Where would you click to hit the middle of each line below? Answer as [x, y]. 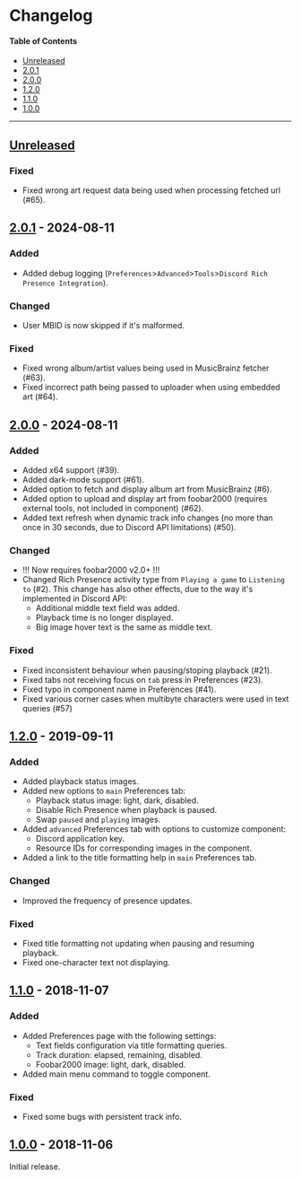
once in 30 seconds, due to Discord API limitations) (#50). [129, 528]
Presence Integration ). [65, 283]
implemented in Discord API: [75, 598]
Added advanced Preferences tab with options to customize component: [154, 829]
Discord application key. [80, 839]
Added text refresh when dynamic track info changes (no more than [147, 518]
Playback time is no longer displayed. [104, 618]
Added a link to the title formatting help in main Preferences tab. [139, 858]
